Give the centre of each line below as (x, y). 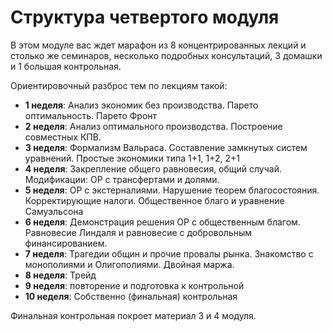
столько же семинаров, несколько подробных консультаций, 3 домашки (166, 55)
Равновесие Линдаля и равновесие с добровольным (138, 232)
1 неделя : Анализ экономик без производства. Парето (141, 105)
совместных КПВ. (63, 137)
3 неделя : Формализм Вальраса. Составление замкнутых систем (166, 147)
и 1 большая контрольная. (66, 66)
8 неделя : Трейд (60, 275)
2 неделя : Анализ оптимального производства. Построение (153, 126)
